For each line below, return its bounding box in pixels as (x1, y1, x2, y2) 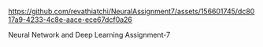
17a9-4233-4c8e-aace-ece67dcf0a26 (8, 15, 132, 24)
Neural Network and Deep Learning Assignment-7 (8, 31, 171, 39)
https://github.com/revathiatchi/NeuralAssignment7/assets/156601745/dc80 (8, 7, 255, 16)
